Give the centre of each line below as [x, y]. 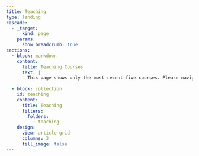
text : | [31, 72]
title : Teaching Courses [52, 67]
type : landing [24, 17]
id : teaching [33, 94]
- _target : [25, 28]
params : [26, 39]
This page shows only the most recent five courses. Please [103, 78]
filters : [33, 111]
